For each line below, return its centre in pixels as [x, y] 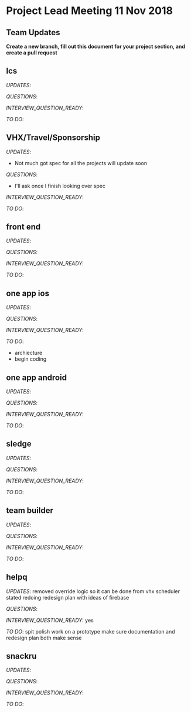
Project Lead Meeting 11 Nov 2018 [90, 11]
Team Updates [33, 32]
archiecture [28, 353]
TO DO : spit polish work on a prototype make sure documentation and [91, 631]
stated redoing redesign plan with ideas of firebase [68, 597]
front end [23, 227]
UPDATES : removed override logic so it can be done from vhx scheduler [93, 591]
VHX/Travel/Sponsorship [53, 138]
